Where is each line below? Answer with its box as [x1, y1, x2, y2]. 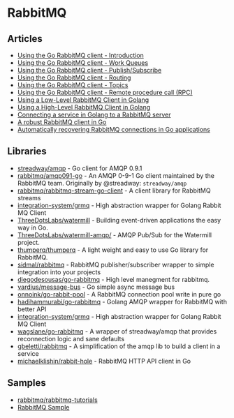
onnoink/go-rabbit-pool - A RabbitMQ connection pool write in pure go [17, 290, 221, 298]
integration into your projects [17, 267, 101, 276]
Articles [7, 33, 43, 45]
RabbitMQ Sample [17, 403, 70, 411]
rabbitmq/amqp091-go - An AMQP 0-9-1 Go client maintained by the [17, 171, 215, 179]
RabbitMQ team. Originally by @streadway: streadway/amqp [17, 179, 187, 187]
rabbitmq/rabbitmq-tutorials [17, 396, 98, 404]
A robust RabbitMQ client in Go [17, 118, 107, 126]
